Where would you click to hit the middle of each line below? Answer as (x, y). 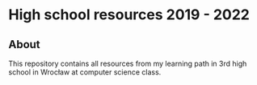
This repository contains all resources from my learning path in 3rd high (128, 63)
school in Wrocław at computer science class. (85, 72)
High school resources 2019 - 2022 (129, 15)
